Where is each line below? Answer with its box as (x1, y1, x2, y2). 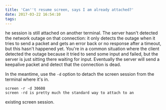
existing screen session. (5, 99, 55, 105)
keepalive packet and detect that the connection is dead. (5, 61, 121, 67)
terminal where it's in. (5, 76, 50, 82)
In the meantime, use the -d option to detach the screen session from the (5, 71, 155, 77)
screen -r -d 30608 (5, 86, 46, 91)
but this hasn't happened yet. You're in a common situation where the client (5, 46, 160, 52)
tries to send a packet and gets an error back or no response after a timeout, (5, 41, 162, 47)
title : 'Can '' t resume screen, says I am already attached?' (5, 7, 134, 12)
